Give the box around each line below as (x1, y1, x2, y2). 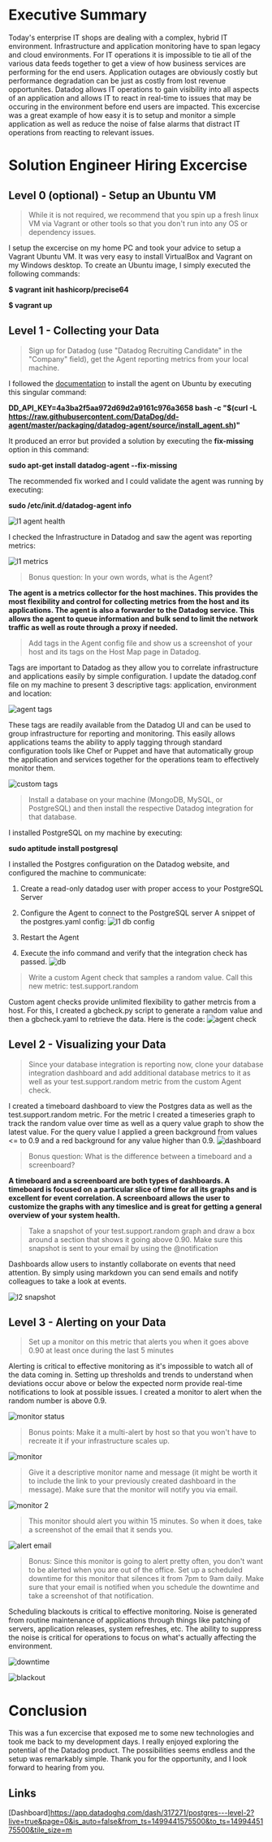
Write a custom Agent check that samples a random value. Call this (28, 972, 253, 982)
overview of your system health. (8, 1210, 120, 1220)
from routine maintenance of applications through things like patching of (8, 1615, 251, 1625)
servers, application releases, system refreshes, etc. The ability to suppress (8, 1624, 262, 1634)
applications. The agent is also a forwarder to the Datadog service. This (8, 605, 255, 615)
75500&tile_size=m (8, 1825, 72, 1835)
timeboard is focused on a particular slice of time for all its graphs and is (8, 1184, 257, 1194)
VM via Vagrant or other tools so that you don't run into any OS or (28, 218, 248, 228)
